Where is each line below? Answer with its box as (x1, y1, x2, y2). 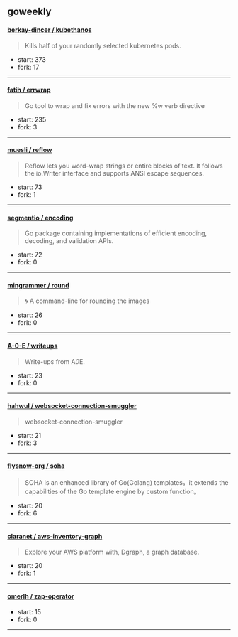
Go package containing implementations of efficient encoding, (24, 229, 208, 237)
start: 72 (17, 250, 42, 259)
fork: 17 (17, 63, 40, 71)
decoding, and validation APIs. (24, 237, 114, 245)
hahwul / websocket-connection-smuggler (7, 402, 137, 410)
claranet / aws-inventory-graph (7, 532, 103, 540)
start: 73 (17, 183, 42, 191)
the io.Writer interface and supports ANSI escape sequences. (24, 169, 204, 177)
